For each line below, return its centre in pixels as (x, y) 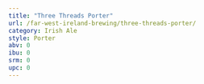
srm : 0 (19, 61)
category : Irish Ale (43, 30)
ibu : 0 (19, 53)
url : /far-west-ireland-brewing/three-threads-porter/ (102, 23)
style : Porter (32, 38)
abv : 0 (19, 46)
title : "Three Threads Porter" (61, 16)
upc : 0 (19, 68)
